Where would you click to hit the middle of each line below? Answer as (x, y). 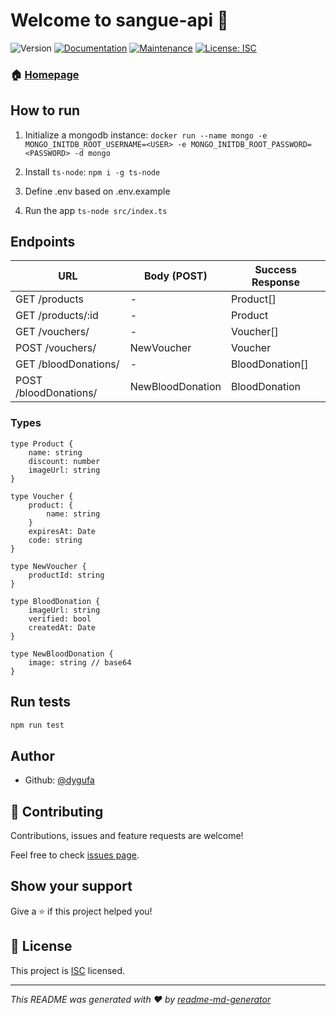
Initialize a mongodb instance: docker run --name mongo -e (146, 135)
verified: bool (60, 619)
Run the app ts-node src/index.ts (96, 210)
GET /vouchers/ (52, 332)
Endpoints (43, 242)
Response (276, 282)
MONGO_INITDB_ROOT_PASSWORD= (251, 144)
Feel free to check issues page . (75, 855)
